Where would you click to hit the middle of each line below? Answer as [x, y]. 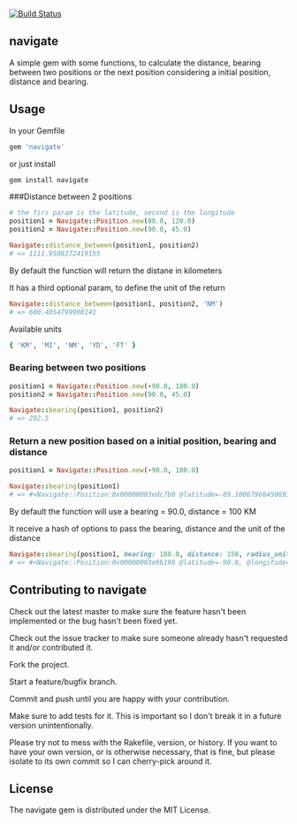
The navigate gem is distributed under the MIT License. [110, 810]
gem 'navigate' [37, 147]
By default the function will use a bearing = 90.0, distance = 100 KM [133, 512]
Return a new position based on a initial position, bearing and [143, 441]
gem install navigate [49, 180]
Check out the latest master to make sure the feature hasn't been [128, 611]
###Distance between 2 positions [71, 197]
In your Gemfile [37, 130]
